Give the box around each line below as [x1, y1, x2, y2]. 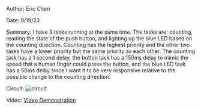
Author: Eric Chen [6, 5, 50, 12]
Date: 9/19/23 [6, 17, 40, 23]
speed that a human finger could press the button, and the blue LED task [6, 60, 186, 67]
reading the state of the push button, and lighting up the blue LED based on [6, 35, 193, 42]
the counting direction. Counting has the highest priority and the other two [6, 42, 190, 48]
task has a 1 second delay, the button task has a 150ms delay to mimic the [6, 54, 189, 61]
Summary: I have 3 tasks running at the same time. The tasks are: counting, [6, 28, 193, 36]
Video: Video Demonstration [6, 96, 76, 104]
